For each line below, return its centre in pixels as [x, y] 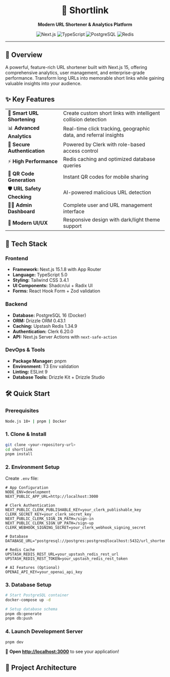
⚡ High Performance [33, 161]
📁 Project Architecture [41, 668]
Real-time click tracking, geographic [107, 129]
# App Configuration [27, 487]
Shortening [22, 119]
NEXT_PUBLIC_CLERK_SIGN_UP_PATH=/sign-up [50, 523]
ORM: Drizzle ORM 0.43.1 [39, 320]
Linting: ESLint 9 [30, 371]
